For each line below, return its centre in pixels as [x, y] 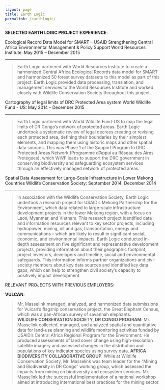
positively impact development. [49, 276]
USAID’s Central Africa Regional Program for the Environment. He [83, 335]
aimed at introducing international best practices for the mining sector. [88, 382]
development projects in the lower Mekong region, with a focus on [84, 213]
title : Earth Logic [25, 14]
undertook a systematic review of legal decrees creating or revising [85, 132]
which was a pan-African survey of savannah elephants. [74, 314]
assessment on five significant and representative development [94, 244]
